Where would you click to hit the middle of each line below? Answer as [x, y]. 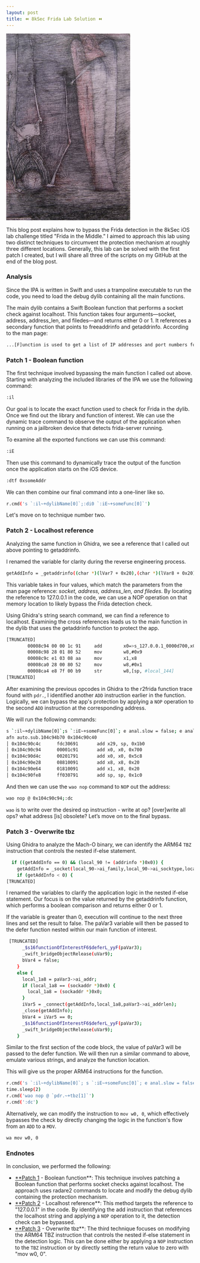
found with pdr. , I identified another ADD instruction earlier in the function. [96, 695]
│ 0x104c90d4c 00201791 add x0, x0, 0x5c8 [74, 756]
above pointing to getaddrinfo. [43, 550]
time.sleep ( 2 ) [24, 1090]
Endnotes [20, 1153]
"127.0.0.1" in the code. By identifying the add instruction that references [103, 1210]
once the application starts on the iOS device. [62, 469]
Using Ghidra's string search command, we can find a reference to [88, 615]
